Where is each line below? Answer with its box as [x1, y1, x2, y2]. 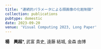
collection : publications [5, 12, 58, 16]
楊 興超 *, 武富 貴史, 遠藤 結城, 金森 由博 [5, 39, 86, 45]
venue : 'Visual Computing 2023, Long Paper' [5, 25, 97, 30]
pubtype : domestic [5, 16, 42, 21]
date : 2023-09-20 [5, 20, 40, 25]
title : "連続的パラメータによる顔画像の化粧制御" [5, 7, 94, 12]
